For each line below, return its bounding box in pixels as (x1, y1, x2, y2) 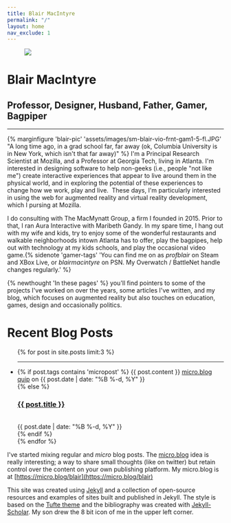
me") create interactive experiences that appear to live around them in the (7, 172, 217, 180)
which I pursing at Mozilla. (7, 201, 81, 209)
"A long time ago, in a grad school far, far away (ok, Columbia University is (7, 142, 218, 150)
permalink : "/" (7, 17, 51, 23)
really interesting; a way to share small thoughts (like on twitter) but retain (7, 458, 216, 466)
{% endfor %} (16, 437, 57, 446)
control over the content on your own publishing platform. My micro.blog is (7, 465, 219, 473)
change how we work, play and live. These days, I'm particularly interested (7, 186, 221, 195)
